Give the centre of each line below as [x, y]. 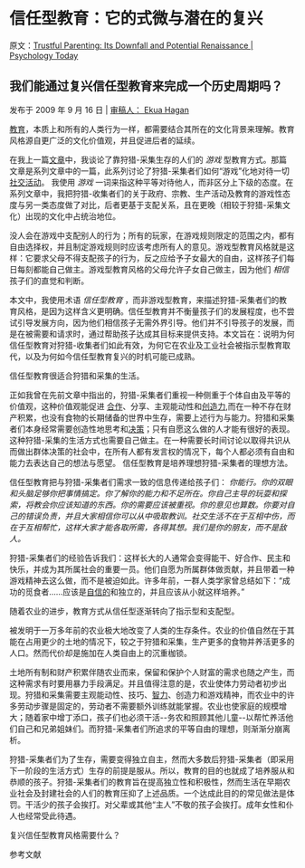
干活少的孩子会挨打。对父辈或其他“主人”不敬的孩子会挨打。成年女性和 [156, 804]
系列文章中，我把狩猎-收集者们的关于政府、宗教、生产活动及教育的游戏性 [146, 193]
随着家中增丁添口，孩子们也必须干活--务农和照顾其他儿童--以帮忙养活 [155, 717]
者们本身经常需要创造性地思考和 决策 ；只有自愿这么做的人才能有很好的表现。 [152, 429]
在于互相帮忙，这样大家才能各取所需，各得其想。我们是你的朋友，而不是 [144, 527]
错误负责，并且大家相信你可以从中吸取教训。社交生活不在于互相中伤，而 [160, 516]
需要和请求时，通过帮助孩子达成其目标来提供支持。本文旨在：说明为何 [164, 334]
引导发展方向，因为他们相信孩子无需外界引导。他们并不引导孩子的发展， [152, 322]
